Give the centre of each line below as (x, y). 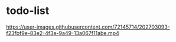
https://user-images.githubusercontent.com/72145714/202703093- (88, 27)
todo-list (28, 11)
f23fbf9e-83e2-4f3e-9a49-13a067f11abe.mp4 (63, 33)
